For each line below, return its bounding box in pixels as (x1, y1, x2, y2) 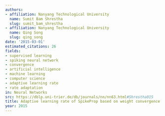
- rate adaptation (5, 85, 43, 90)
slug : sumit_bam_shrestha (9, 21, 63, 26)
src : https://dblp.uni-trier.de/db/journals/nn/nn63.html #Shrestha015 (5, 94, 154, 99)
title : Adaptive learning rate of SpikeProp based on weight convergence (5, 99, 161, 104)
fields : (5, 48, 21, 53)
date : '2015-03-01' (5, 39, 45, 44)
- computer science (5, 76, 45, 81)
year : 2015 (5, 104, 28, 109)
